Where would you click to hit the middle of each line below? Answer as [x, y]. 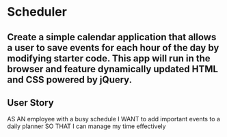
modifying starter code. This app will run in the [109, 58]
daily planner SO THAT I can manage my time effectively [86, 126]
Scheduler [37, 12]
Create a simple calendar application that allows [112, 37]
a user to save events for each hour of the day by [113, 47]
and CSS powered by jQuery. [69, 79]
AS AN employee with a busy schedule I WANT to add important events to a [114, 119]
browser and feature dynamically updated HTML [113, 69]
